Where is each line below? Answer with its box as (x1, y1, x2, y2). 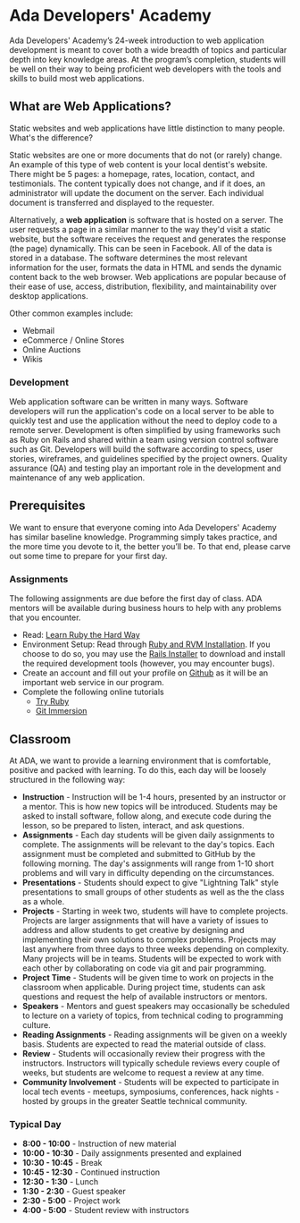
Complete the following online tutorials (21, 686, 164, 698)
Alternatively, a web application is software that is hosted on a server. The (9, 214, 284, 225)
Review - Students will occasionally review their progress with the (21, 1048, 266, 1058)
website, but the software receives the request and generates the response (9, 234, 287, 244)
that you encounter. (9, 612, 81, 623)
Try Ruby (35, 696, 70, 707)
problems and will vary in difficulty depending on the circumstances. (21, 867, 275, 878)
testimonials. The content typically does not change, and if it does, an (9, 178, 266, 189)
